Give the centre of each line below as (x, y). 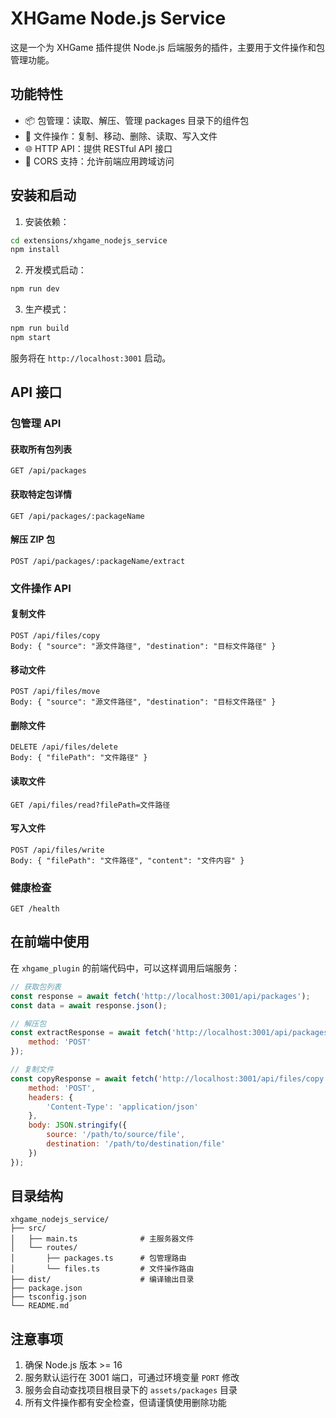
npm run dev (35, 289)
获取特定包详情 (41, 494)
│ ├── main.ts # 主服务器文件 (102, 1239)
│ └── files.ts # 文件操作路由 (102, 1269)
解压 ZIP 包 (32, 539)
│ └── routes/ (44, 1248)
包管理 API (36, 424)
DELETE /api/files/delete (64, 747)
